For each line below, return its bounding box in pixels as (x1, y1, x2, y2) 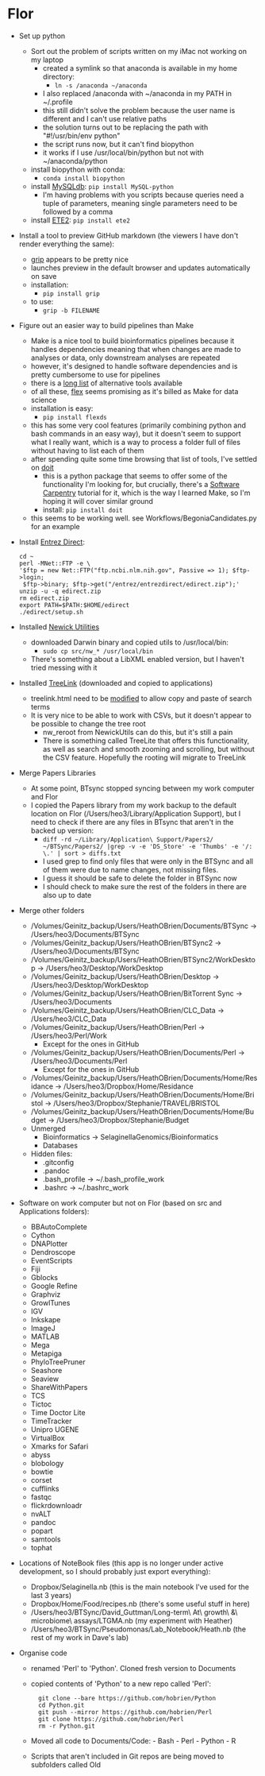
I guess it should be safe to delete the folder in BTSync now (42, 873, 237, 883)
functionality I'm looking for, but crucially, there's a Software (42, 479, 240, 489)
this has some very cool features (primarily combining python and (30, 420, 247, 430)
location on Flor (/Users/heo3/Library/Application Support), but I (30, 808, 241, 818)
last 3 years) (30, 1590, 72, 1600)
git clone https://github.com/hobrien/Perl (37, 1715, 184, 1723)
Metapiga (30, 1348, 63, 1358)
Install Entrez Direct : (18, 537, 85, 547)
